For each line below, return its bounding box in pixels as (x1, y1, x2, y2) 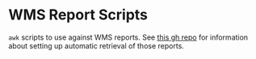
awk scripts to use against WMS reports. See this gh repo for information (8, 32, 249, 42)
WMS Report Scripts (8, 6, 148, 24)
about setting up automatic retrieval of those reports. (8, 40, 184, 50)
